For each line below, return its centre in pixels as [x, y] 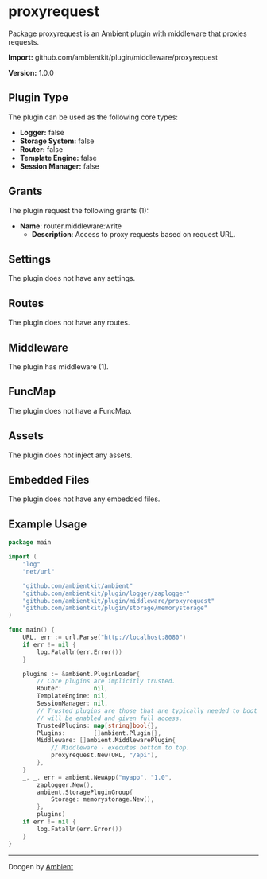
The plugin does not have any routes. [69, 323]
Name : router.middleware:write [70, 226]
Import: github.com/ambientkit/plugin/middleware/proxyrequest [113, 57]
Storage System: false [57, 141]
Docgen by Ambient [41, 866]
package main [30, 543]
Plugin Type [39, 98]
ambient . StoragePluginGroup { [85, 792]
